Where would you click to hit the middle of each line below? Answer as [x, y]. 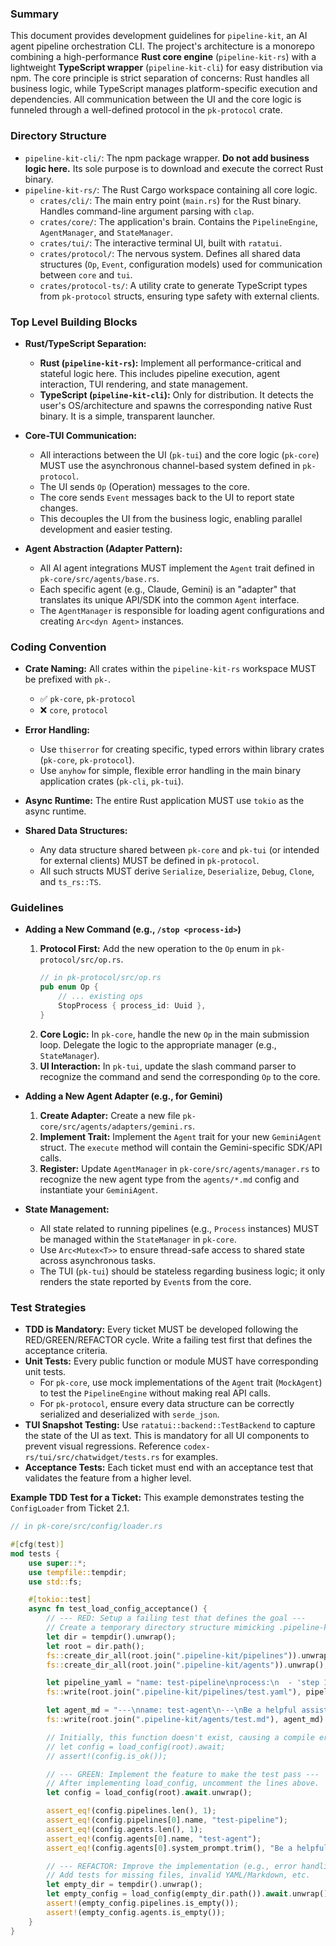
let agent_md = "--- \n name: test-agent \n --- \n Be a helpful [172, 1710]
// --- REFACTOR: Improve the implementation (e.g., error [172, 1866]
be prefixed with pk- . [67, 679]
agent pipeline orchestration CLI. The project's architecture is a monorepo [162, 46]
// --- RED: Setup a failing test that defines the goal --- [176, 1618]
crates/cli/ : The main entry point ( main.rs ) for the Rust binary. [170, 200]
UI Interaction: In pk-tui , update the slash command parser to [168, 1066]
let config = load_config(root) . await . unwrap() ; [149, 1793]
